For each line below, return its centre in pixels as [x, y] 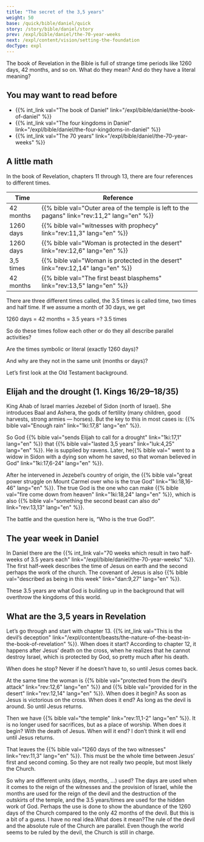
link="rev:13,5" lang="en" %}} [85, 286]
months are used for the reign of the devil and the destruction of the [91, 793]
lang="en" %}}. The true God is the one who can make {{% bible [98, 488]
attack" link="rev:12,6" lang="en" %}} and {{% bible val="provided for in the [102, 687]
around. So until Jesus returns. [45, 706]
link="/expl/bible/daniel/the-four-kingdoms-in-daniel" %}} [88, 129]
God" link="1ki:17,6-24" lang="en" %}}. [55, 463]
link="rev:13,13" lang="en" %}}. [46, 507]
